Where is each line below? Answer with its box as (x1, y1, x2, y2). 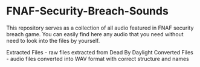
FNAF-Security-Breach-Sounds (6, 4, 169, 18)
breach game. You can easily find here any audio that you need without (6, 30, 184, 37)
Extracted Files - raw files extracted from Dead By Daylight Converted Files (6, 48, 193, 56)
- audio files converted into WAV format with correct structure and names (6, 55, 189, 62)
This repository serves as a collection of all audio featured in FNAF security (6, 24, 194, 31)
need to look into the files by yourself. (6, 37, 100, 44)
